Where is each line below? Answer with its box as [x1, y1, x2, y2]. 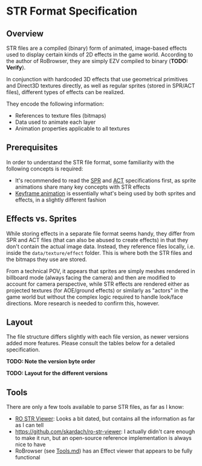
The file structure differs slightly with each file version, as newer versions [6, 333, 189, 340]
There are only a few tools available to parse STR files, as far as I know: [6, 404, 184, 411]
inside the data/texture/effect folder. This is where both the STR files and [6, 249, 192, 256]
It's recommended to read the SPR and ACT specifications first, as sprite [15, 177, 197, 184]
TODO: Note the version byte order [6, 358, 96, 365]
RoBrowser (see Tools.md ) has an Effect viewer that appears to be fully [15, 447, 193, 454]
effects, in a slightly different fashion [15, 196, 106, 203]
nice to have [15, 441, 47, 448]
